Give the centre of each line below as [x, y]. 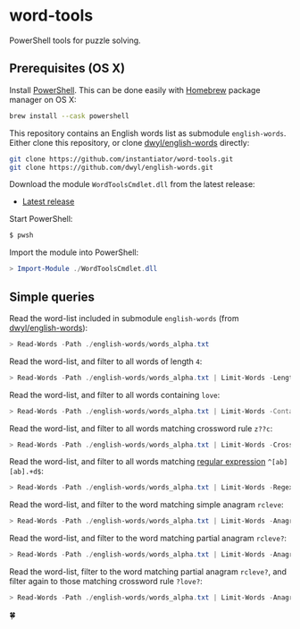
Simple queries [52, 297]
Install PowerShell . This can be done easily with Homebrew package [135, 89]
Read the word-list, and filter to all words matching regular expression [137, 462]
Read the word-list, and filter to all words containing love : [115, 395]
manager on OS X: [43, 99]
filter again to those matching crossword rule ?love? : [106, 582]
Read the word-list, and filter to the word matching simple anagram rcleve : [146, 505]
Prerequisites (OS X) [67, 68]
